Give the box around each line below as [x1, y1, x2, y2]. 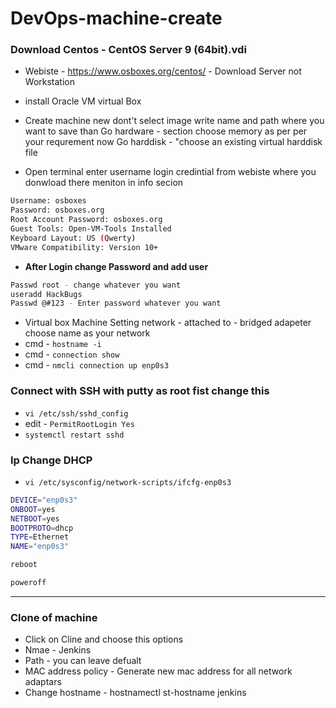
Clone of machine [10, 610, 98, 624]
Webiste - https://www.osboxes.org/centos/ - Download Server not [24, 65, 302, 77]
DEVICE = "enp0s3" [10, 495, 78, 505]
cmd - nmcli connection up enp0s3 [24, 359, 170, 371]
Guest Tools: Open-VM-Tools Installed [10, 224, 172, 234]
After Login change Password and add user [24, 260, 209, 272]
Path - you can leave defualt [24, 655, 142, 667]
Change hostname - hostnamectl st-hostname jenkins [24, 687, 247, 699]
